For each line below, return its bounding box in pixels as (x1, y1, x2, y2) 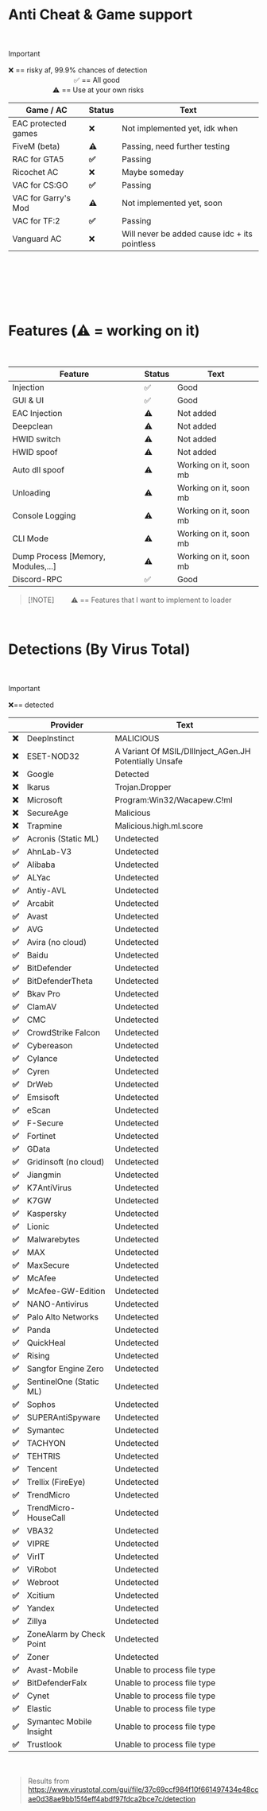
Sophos (26, 1398, 56, 1409)
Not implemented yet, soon (122, 197, 222, 208)
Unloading (12, 487, 51, 498)
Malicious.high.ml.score (114, 820, 203, 831)
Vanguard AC (12, 233, 62, 244)
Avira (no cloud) (26, 936, 87, 947)
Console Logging (12, 510, 76, 521)
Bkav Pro (26, 988, 61, 999)
